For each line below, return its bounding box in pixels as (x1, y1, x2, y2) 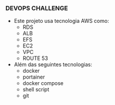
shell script (22, 86, 50, 93)
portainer (22, 73, 45, 80)
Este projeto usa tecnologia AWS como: (13, 18, 109, 25)
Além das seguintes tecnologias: (13, 61, 93, 68)
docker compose (22, 80, 64, 87)
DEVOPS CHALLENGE (5, 4, 68, 12)
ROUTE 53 (22, 55, 48, 62)
